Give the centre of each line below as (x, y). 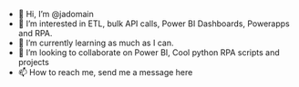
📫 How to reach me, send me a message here (105, 72)
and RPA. (35, 33)
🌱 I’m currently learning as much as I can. (96, 43)
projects (34, 62)
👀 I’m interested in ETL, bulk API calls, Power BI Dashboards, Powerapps (154, 24)
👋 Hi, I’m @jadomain (56, 14)
